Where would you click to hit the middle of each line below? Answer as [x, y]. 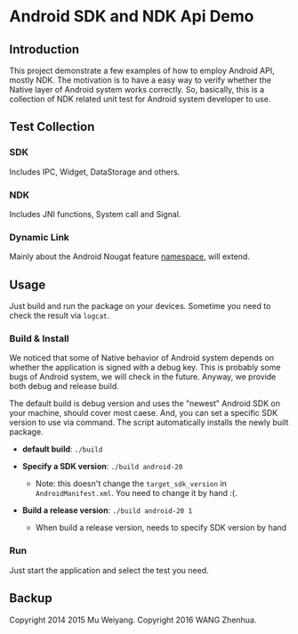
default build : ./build [62, 449]
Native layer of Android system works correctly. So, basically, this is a [137, 89]
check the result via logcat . [60, 316]
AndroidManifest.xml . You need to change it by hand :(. [136, 493]
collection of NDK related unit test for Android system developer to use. [140, 99]
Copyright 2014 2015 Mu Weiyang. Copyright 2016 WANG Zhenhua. [133, 620]
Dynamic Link [39, 237]
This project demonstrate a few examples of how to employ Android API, [142, 70]
